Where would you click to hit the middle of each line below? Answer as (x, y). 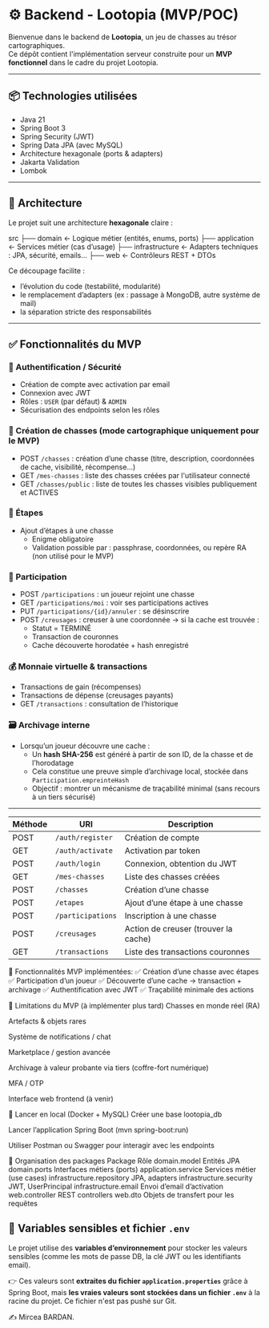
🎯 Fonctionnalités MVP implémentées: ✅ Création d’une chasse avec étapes (134, 972)
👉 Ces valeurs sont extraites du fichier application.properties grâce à (128, 1281)
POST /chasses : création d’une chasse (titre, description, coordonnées (137, 458)
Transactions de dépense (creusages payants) (96, 695)
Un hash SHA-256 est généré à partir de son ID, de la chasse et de (143, 754)
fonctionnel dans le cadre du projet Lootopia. (83, 62)
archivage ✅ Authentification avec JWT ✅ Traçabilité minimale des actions (131, 989)
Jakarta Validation (50, 162)
